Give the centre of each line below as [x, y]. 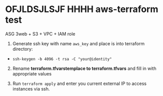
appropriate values [32, 73]
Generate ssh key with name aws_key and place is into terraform [78, 43]
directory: [23, 49]
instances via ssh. [31, 88]
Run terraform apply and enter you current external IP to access [79, 83]
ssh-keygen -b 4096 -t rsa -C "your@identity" [62, 59]
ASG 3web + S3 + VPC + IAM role [40, 34]
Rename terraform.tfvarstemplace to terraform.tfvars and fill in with [85, 68]
